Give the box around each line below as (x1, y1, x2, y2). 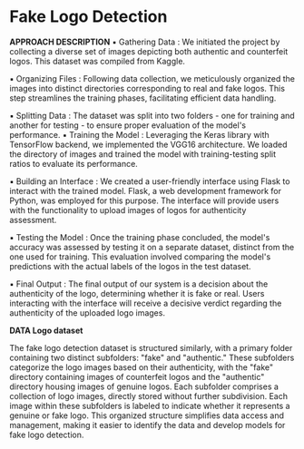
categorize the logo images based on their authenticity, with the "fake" (9, 361, 274, 373)
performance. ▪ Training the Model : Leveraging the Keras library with (9, 129, 270, 140)
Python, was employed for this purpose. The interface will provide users (9, 195, 279, 206)
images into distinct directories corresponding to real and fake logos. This (9, 83, 286, 93)
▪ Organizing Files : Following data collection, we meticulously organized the (9, 73, 296, 83)
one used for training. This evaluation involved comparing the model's (9, 251, 271, 262)
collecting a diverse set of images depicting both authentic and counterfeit (9, 45, 289, 56)
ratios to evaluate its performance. (9, 158, 138, 169)
